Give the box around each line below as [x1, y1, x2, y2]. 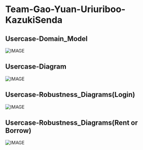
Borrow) [5, 126, 31, 135]
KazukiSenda [5, 14, 63, 26]
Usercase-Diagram [5, 62, 67, 71]
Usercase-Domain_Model [5, 34, 88, 43]
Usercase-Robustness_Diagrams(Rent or [5, 119, 138, 127]
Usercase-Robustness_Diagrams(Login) [5, 90, 135, 99]
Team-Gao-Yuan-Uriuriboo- [5, 4, 126, 15]
